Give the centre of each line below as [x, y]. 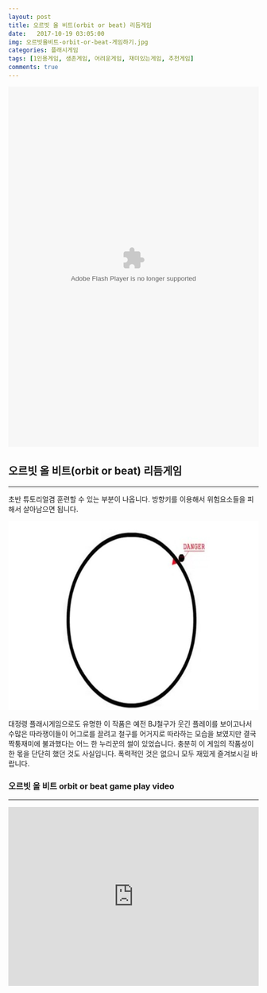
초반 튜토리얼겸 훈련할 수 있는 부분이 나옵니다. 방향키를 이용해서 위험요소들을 [127, 499]
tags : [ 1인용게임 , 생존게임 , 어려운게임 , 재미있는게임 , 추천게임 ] [101, 59]
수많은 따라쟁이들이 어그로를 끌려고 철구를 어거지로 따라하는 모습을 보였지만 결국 [132, 733]
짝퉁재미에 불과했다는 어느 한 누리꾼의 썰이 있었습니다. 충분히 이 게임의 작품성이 [131, 743]
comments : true [33, 68]
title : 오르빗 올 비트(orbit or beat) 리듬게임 [80, 25]
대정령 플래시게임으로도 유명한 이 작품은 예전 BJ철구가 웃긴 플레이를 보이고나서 [130, 723]
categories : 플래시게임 [43, 50]
